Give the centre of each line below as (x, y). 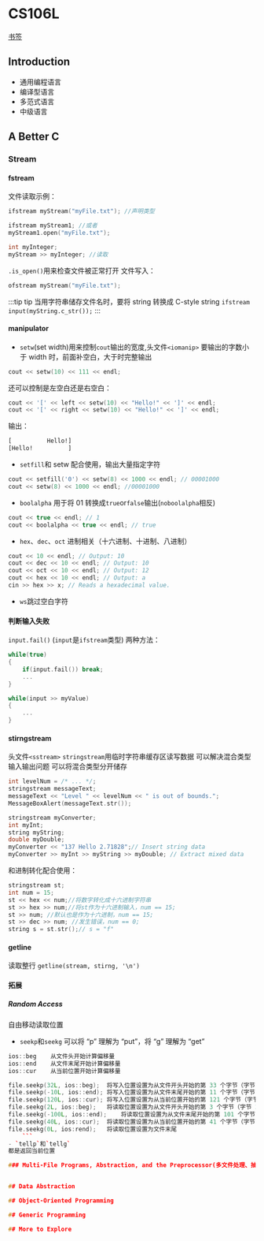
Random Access (35, 1004)
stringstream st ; (37, 885)
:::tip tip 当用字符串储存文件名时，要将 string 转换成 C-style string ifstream (129, 301)
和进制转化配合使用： (42, 870)
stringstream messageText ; (52, 789)
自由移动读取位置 (36, 1024)
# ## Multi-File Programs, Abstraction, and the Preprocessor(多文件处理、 (130, 1165)
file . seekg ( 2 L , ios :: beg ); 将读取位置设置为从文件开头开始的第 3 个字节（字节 (130, 1107)
